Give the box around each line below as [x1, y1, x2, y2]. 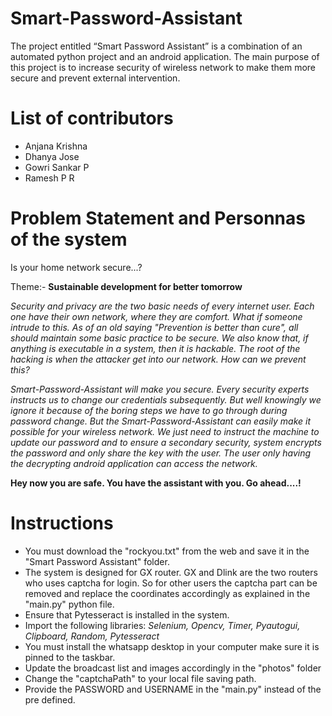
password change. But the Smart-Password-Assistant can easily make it [10, 415, 312, 427]
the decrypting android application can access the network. [10, 457, 258, 469]
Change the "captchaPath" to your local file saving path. [24, 672, 257, 684]
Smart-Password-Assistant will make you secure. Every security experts [10, 383, 310, 395]
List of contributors [10, 107, 174, 130]
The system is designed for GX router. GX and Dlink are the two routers [24, 566, 318, 578]
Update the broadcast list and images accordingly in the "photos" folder [24, 662, 322, 674]
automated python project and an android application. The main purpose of [10, 50, 320, 62]
